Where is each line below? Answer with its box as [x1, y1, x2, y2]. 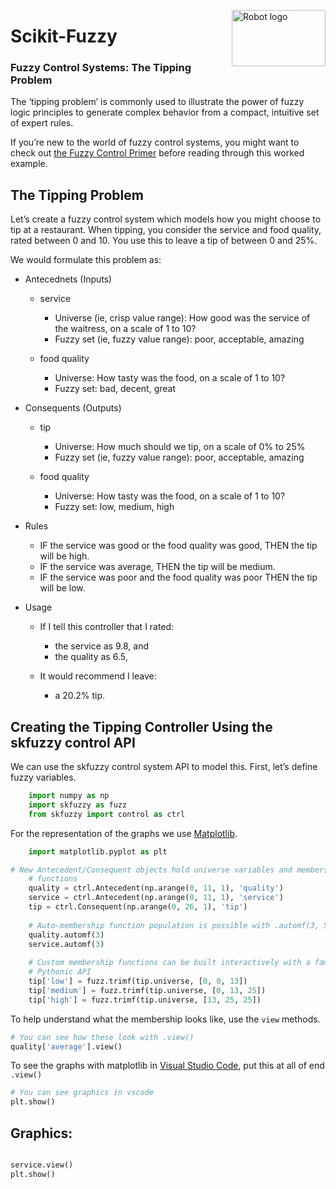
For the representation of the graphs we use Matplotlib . [10, 827, 238, 839]
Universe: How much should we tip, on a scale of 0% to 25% [54, 441, 306, 453]
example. [10, 158, 48, 170]
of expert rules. [10, 117, 74, 129]
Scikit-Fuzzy [10, 25, 118, 48]
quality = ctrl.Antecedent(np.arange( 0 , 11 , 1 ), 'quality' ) [28, 883, 284, 894]
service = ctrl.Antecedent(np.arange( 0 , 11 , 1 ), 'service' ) [28, 893, 284, 903]
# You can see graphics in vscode [10, 1088, 155, 1098]
